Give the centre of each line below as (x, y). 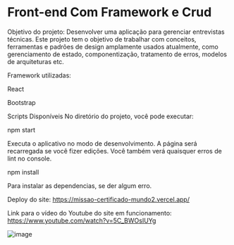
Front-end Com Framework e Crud (110, 12)
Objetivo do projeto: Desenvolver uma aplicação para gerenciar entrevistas (116, 32)
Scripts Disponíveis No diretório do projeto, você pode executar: (100, 116)
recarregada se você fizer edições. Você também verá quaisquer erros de (115, 151)
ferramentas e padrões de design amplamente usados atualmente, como (113, 46)
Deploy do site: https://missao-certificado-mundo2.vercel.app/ (99, 199)
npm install (23, 172)
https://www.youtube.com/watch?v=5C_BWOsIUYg (82, 220)
